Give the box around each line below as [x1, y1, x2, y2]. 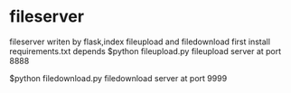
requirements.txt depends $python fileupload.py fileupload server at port [9, 45, 282, 56]
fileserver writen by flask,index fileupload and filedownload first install [9, 36, 271, 47]
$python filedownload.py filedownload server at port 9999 [9, 72, 228, 83]
